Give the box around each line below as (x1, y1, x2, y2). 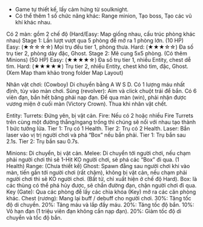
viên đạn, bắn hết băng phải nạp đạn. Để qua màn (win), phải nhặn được (6, 94, 187, 101)
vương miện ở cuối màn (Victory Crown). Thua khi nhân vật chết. (6, 100, 168, 107)
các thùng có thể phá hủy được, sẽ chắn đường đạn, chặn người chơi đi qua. (6, 182, 197, 189)
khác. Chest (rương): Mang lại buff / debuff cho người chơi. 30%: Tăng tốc (6, 195, 192, 202)
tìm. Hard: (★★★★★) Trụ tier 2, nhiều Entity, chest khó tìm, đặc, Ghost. (6, 63, 189, 70)
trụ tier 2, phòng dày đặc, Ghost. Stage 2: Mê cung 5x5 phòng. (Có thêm (6, 50, 188, 57)
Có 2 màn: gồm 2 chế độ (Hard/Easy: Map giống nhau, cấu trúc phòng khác (6, 30, 196, 38)
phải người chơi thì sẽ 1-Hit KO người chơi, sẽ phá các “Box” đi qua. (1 (6, 156, 180, 163)
